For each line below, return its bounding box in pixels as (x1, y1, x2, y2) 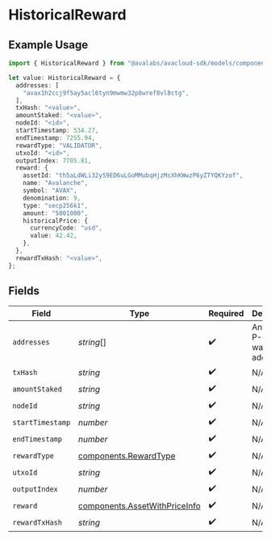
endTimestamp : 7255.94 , (15, 133, 95, 142)
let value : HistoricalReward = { (8, 74, 121, 82)
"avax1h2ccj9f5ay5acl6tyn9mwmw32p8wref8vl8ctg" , (23, 89, 190, 97)
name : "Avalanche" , (23, 179, 89, 188)
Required (208, 308, 244, 319)
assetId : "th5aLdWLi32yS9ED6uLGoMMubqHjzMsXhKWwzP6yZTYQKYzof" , (23, 171, 244, 179)
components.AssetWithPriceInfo (77, 500, 201, 511)
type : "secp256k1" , (23, 201, 89, 209)
